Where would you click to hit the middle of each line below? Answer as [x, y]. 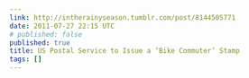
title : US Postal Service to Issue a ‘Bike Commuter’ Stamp [125, 51]
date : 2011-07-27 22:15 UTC [62, 26]
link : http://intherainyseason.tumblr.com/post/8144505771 [123, 17]
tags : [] [26, 59]
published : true [40, 43]
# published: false [46, 34]
